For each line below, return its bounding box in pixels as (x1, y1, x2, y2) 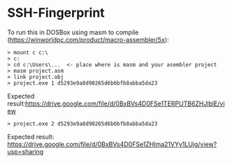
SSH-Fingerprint (7, 5, 105, 21)
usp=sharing (7, 147, 44, 155)
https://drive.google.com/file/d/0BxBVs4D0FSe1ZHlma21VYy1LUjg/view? (7, 140, 217, 148)
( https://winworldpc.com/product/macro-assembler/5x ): (7, 35, 169, 43)
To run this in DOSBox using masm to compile (7, 28, 139, 36)
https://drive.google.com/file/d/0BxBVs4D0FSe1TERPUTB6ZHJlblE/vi (25, 99, 225, 108)
